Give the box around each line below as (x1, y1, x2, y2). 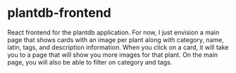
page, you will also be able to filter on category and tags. (7, 58, 173, 66)
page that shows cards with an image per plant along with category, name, (7, 35, 224, 44)
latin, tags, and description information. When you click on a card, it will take (7, 43, 229, 51)
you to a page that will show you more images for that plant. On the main (7, 51, 218, 59)
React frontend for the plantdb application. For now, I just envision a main (7, 28, 220, 36)
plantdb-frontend (7, 5, 111, 21)
